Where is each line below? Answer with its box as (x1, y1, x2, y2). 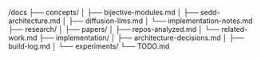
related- (221, 25, 248, 33)
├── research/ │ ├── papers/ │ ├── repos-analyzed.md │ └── (8, 25, 220, 33)
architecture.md (8, 16, 61, 26)
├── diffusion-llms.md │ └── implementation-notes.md (68, 16, 253, 26)
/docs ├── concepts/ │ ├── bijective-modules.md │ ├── (8, 8, 200, 17)
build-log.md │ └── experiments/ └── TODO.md (8, 41, 170, 51)
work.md (8, 33, 38, 42)
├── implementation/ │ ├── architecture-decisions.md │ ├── (38, 33, 245, 42)
